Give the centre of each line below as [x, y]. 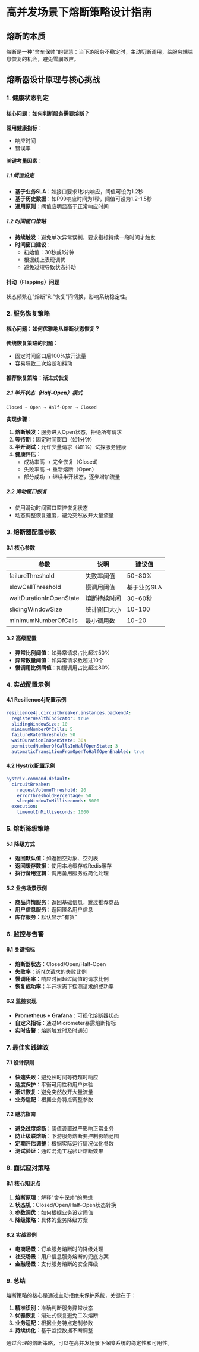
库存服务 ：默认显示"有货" [46, 917]
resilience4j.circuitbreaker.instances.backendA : [69, 713]
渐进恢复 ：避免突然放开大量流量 [54, 1092]
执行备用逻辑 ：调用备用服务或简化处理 [61, 873]
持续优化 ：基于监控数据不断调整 [54, 1330]
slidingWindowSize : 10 [40, 724]
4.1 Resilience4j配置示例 [36, 700]
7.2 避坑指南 [21, 1114]
